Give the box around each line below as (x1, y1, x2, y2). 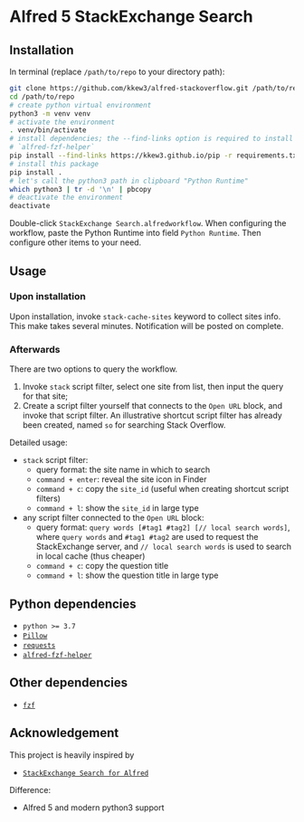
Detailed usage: (9, 437, 68, 449)
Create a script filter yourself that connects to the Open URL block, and (22, 401, 283, 411)
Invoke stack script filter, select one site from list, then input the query (22, 382, 284, 392)
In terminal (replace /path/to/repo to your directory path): (9, 66, 225, 77)
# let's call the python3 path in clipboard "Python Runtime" (9, 176, 249, 185)
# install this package (9, 159, 100, 168)
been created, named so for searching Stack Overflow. (22, 420, 226, 430)
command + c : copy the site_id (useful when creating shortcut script (35, 484, 290, 495)
